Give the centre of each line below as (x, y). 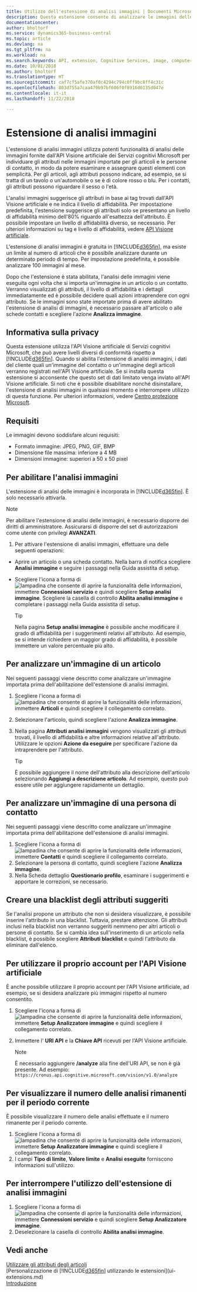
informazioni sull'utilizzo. (45, 1165)
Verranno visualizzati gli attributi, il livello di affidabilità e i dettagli (85, 289)
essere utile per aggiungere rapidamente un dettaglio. (79, 785)
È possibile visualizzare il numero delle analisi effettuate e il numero (87, 1117)
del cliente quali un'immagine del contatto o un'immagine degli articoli (91, 365)
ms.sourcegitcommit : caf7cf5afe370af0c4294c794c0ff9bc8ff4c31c (85, 83)
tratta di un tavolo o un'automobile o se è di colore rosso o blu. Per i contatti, (98, 180)
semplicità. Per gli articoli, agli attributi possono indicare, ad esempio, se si (96, 174)
